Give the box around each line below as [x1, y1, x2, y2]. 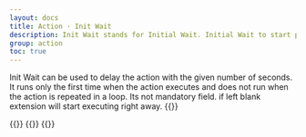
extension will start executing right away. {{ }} [9, 101, 179, 112]
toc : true [9, 47, 47, 56]
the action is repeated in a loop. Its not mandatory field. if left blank [9, 92, 261, 103]
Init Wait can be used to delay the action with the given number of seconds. [9, 72, 293, 83]
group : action [9, 38, 64, 48]
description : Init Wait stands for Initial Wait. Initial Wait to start [9, 30, 291, 39]
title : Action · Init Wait [9, 22, 112, 31]
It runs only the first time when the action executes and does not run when [9, 82, 289, 93]
